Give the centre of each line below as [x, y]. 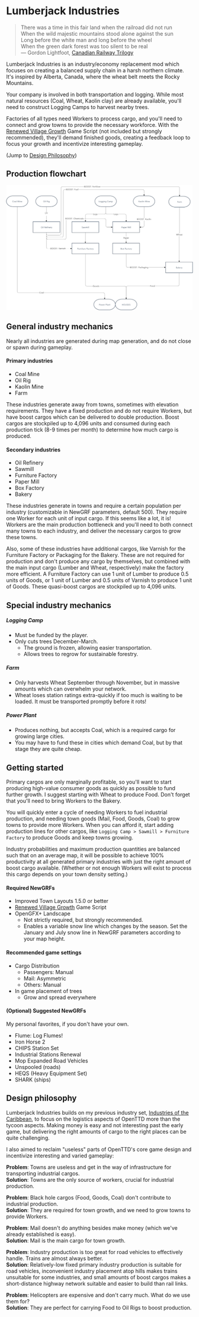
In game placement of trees [48, 991]
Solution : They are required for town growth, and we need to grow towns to [98, 1210]
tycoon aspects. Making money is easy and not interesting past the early [95, 1125]
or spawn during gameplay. [39, 347]
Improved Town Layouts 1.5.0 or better [61, 901]
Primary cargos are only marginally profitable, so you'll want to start [89, 782]
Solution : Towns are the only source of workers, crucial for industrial [90, 1179]
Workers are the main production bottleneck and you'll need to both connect [99, 525]
